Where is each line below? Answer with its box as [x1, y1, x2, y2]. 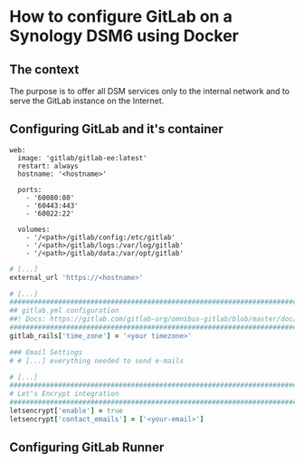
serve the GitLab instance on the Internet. [9, 95, 165, 106]
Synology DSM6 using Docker [9, 25, 240, 46]
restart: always [17, 161, 79, 170]
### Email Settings [9, 347, 83, 357]
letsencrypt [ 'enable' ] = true [9, 406, 124, 416]
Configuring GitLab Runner [9, 440, 165, 455]
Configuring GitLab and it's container [9, 121, 223, 137]
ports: [17, 185, 43, 194]
